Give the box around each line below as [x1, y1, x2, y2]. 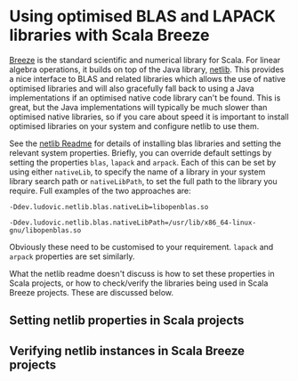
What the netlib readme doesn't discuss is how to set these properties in [9, 268, 275, 279]
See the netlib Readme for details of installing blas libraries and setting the [9, 138, 282, 149]
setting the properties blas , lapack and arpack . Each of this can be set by [9, 157, 277, 167]
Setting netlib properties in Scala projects [9, 313, 245, 328]
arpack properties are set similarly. [9, 251, 135, 262]
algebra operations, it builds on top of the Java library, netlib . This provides [9, 64, 285, 75]
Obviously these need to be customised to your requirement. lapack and [9, 241, 274, 252]
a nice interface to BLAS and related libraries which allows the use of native [9, 73, 286, 84]
